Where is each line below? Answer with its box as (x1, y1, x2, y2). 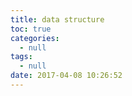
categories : (10, 33, 60, 43)
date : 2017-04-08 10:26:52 (10, 71, 123, 81)
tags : (10, 52, 33, 62)
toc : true (10, 24, 52, 34)
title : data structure (10, 14, 105, 25)
